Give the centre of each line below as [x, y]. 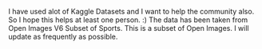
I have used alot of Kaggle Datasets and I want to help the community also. [131, 11]
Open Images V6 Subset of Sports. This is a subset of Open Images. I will [129, 28]
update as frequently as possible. [63, 36]
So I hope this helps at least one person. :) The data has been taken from [128, 20]
